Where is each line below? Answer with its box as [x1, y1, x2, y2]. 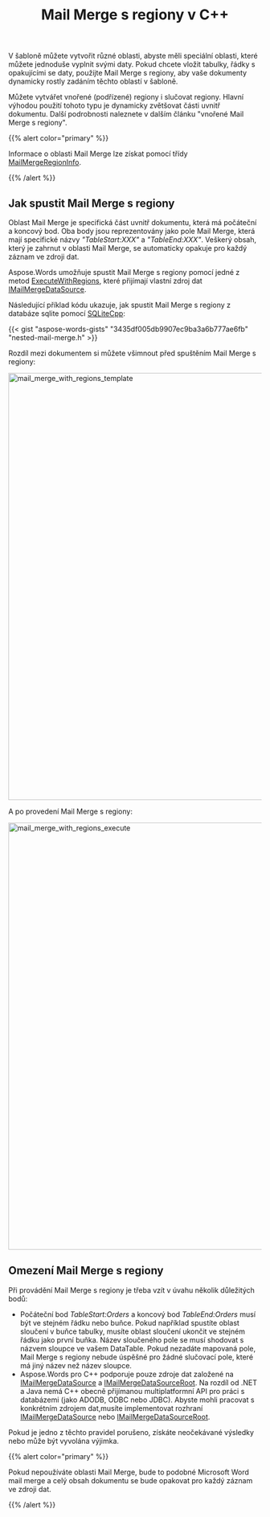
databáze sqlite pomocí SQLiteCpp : [8, 309, 126, 318]
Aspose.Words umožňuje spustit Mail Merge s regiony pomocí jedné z [8, 268, 240, 277]
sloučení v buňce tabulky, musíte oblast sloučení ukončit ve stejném [19, 1326, 245, 1336]
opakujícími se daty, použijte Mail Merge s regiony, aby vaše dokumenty [8, 68, 247, 78]
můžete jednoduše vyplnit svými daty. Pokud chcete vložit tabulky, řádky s [8, 59, 256, 69]
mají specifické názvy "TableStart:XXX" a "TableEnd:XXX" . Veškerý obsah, [8, 235, 257, 244]
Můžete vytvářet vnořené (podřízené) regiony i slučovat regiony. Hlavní [8, 92, 243, 102]
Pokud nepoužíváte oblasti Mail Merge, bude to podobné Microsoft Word [8, 1467, 249, 1477]
